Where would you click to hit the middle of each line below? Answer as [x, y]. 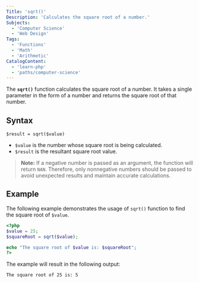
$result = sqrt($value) [36, 134]
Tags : [13, 39]
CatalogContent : [26, 61]
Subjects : [18, 23]
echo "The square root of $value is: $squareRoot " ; [71, 247]
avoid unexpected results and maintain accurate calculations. [96, 176]
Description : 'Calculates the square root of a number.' [78, 17]
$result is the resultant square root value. [66, 151]
